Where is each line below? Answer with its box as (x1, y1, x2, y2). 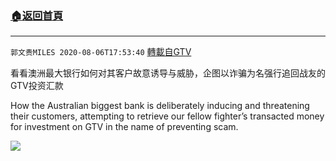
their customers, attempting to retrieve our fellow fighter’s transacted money (10, 110, 325, 122)
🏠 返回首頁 (10, 8, 64, 22)
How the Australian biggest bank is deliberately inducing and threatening (10, 100, 310, 112)
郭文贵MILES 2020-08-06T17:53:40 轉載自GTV (10, 46, 192, 58)
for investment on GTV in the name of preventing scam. (10, 121, 239, 133)
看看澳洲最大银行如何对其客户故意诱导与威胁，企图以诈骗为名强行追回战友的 (10, 67, 326, 79)
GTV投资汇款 (10, 80, 64, 92)
